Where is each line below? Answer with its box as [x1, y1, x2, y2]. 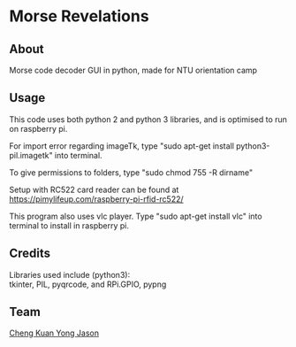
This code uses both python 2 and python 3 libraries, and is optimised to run [9, 113, 287, 125]
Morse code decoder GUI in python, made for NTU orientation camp [9, 65, 258, 75]
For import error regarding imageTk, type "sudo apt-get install [9, 140, 234, 151]
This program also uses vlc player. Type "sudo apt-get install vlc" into [9, 211, 262, 221]
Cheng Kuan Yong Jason [9, 328, 100, 338]
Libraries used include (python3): [9, 269, 131, 280]
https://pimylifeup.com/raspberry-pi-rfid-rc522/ [9, 193, 184, 204]
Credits [9, 246, 51, 261]
